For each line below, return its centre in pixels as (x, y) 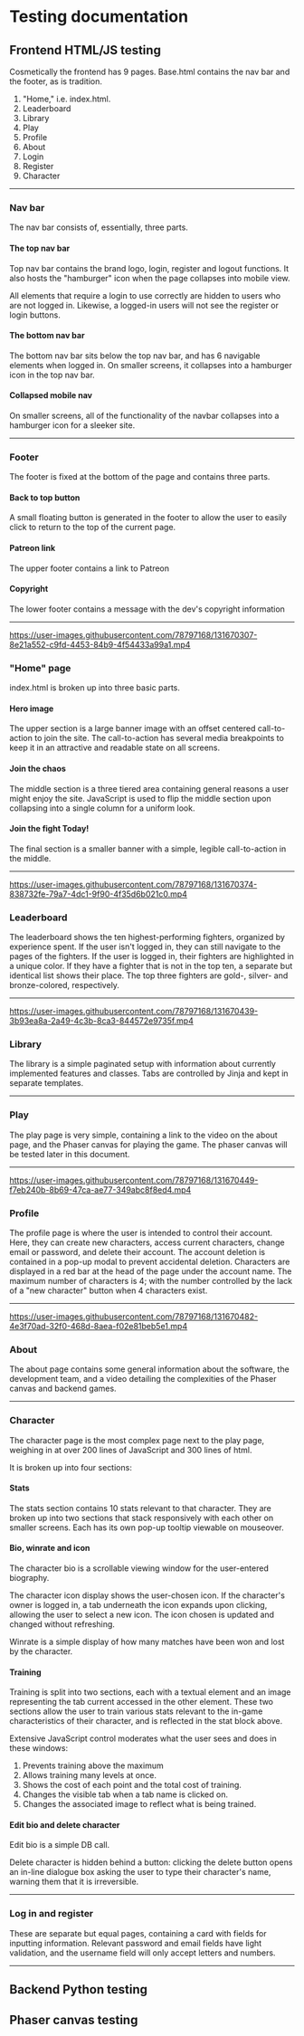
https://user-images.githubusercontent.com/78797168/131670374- (133, 884)
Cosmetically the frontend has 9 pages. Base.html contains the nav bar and (150, 71)
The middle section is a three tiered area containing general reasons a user (149, 788)
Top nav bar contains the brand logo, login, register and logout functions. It (149, 268)
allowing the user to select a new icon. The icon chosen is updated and (142, 1614)
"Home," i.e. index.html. (66, 99)
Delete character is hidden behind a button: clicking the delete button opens (151, 1862)
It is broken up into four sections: (71, 1467)
